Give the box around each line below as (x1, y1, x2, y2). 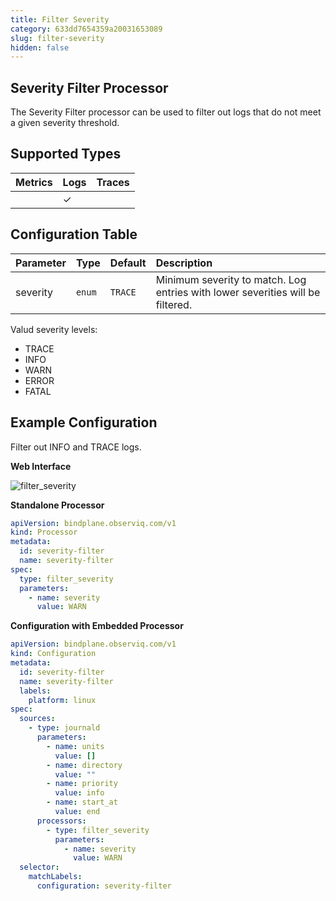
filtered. (155, 297, 193, 311)
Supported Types (10, 146, 122, 163)
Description (155, 256, 213, 270)
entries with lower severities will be (155, 285, 321, 299)
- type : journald (28, 723, 101, 733)
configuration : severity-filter (36, 881, 172, 891)
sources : (19, 714, 56, 724)
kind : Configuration (10, 649, 97, 659)
